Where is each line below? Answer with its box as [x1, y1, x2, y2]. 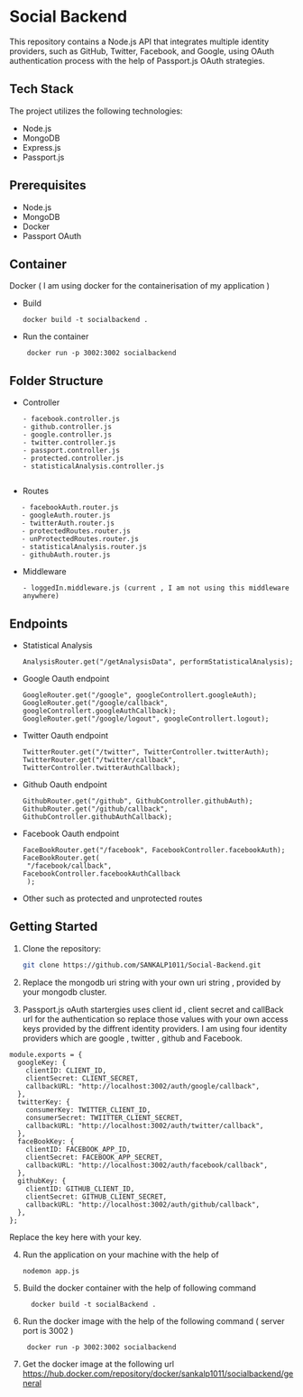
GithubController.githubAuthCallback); [22, 813, 173, 822]
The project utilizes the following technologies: [9, 106, 183, 116]
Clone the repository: [22, 942, 102, 953]
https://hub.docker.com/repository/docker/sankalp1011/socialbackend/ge [22, 1368, 294, 1379]
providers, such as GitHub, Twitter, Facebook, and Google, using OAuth [9, 45, 275, 56]
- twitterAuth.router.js [21, 519, 115, 528]
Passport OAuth [22, 230, 82, 241]
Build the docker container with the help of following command [22, 1282, 257, 1293]
